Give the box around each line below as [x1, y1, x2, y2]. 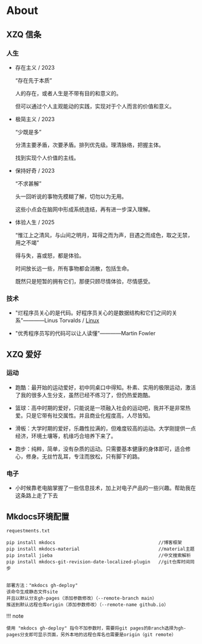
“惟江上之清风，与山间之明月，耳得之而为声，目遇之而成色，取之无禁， [15, 231, 193, 238]
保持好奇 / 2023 [15, 167, 55, 174]
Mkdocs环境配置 [6, 511, 70, 522]
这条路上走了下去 [15, 492, 58, 499]
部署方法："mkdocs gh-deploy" [6, 582, 78, 588]
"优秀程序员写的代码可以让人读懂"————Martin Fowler [15, 330, 156, 337]
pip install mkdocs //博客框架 [6, 539, 182, 546]
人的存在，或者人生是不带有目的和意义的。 [15, 89, 122, 97]
